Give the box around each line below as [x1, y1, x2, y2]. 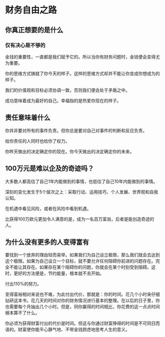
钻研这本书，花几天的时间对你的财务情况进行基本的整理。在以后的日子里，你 [5, 298, 160, 303]
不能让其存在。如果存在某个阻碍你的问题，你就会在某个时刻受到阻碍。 [9, 264, 151, 270]
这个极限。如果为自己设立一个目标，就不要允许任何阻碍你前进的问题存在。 [5, 258, 156, 264]
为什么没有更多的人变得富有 [5, 238, 89, 246]
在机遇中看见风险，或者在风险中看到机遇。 [5, 205, 91, 211]
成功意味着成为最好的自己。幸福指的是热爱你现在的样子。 [5, 97, 121, 104]
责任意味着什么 [5, 113, 51, 122]
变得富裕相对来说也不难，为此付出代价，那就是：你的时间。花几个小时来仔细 [5, 292, 160, 298]
